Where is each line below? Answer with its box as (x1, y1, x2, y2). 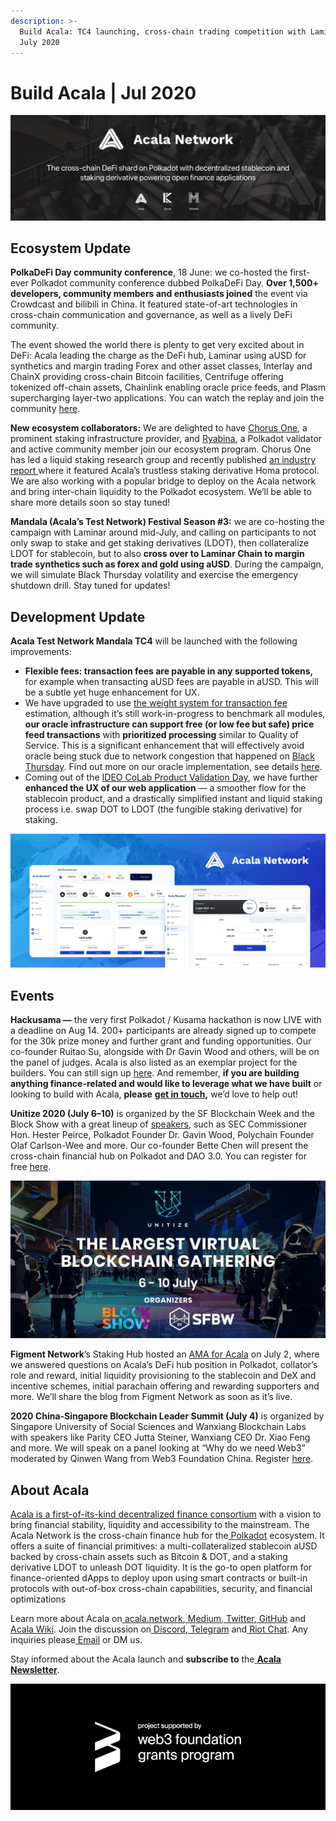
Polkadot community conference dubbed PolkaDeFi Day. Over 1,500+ (30, 277, 319, 289)
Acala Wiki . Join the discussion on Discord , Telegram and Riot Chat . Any (10, 1623, 308, 1635)
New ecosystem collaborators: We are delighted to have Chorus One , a (10, 422, 308, 434)
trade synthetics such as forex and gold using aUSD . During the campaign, (10, 558, 324, 570)
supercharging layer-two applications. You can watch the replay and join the (10, 392, 325, 404)
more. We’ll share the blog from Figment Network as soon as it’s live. (10, 1391, 293, 1403)
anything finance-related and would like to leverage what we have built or (10, 1078, 323, 1090)
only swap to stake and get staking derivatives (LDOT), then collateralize (10, 537, 310, 549)
